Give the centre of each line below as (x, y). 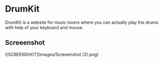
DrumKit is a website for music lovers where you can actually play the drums (82, 22)
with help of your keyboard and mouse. (44, 27)
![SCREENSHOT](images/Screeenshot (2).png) (52, 54)
